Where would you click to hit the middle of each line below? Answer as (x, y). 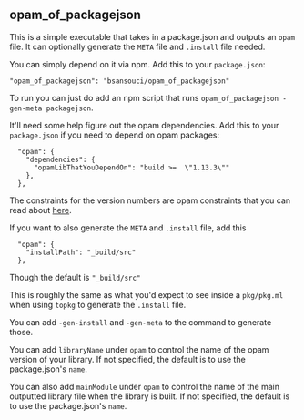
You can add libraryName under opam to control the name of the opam (139, 349)
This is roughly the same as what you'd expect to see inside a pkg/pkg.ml (147, 294)
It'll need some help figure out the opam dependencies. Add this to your (144, 125)
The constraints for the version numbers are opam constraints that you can (150, 200)
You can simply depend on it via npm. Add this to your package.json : (137, 64)
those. (21, 332)
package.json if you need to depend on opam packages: (115, 135)
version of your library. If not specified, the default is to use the (127, 359)
